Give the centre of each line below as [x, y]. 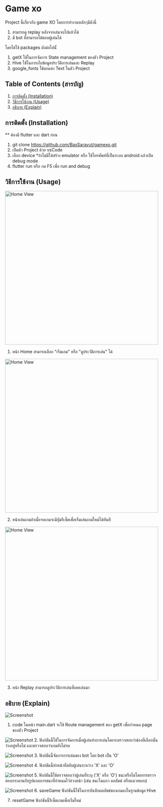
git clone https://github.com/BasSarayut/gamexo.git [64, 144]
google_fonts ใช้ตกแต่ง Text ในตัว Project [51, 68]
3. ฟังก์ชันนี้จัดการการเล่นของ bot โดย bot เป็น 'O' [76, 755]
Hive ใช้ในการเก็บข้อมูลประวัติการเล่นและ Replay [53, 62]
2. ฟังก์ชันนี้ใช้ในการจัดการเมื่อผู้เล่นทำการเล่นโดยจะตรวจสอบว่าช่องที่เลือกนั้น [96, 740]
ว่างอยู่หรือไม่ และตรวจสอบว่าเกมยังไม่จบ [37, 745]
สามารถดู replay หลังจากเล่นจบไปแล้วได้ [46, 32]
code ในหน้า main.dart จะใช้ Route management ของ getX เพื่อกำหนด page [82, 725]
